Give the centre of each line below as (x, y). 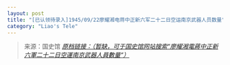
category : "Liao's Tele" (43, 26)
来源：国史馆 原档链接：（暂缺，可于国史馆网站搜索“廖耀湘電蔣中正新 (121, 47)
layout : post (26, 13)
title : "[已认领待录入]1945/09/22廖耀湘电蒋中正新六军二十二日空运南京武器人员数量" (116, 20)
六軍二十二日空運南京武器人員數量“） (77, 55)
